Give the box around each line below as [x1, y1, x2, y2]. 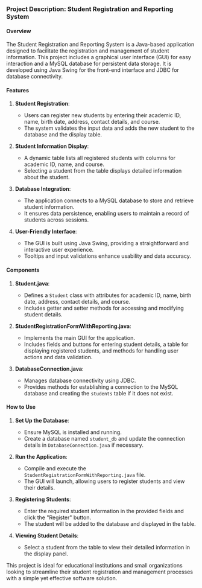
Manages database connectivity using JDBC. [24, 377, 136, 384]
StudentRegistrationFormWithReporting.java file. [24, 471, 146, 478]
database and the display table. [24, 131, 103, 138]
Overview [6, 27, 31, 34]
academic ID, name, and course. [24, 161, 104, 168]
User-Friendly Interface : [14, 228, 77, 235]
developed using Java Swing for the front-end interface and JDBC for [6, 66, 180, 74]
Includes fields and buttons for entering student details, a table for [24, 340, 189, 348]
